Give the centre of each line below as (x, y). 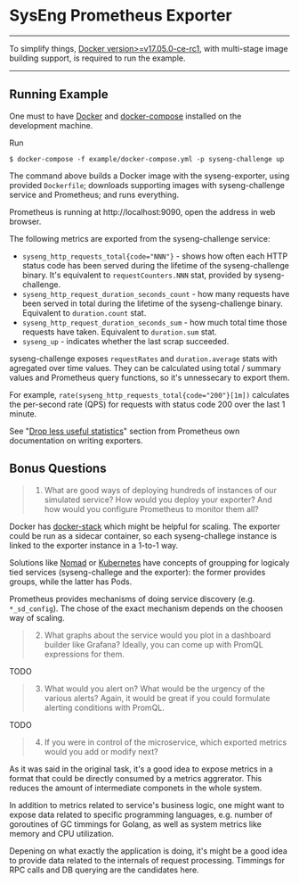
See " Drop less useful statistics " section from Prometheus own (125, 431)
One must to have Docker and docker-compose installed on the (125, 116)
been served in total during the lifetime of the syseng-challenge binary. (152, 303)
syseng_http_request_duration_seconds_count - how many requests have (156, 293)
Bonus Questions (58, 469)
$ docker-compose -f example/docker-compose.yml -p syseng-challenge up (147, 159)
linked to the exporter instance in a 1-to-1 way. (94, 545)
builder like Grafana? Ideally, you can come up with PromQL (154, 644)
